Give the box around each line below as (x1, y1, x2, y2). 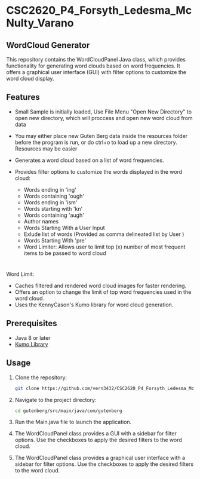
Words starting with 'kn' (23, 205, 83, 212)
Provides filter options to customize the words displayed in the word (14, 168, 183, 175)
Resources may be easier (14, 145, 78, 152)
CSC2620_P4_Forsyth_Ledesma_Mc (6, 4, 192, 17)
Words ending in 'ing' (23, 186, 76, 193)
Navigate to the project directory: (14, 396, 97, 403)
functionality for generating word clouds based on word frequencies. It (6, 62, 180, 69)
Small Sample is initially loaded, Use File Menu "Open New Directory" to (14, 108, 192, 115)
